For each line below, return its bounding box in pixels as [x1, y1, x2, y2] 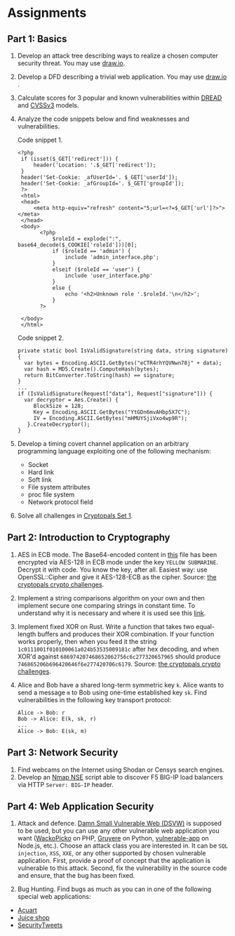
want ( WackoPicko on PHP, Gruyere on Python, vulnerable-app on [17, 834, 209, 843]
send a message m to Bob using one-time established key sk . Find [17, 688, 207, 697]
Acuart [17, 906, 37, 914]
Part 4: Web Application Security [7, 800, 154, 812]
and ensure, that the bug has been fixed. [17, 871, 135, 880]
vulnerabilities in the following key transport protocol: [17, 695, 172, 704]
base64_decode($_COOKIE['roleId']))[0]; [17, 242, 137, 249]
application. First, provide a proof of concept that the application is [17, 857, 210, 865]
